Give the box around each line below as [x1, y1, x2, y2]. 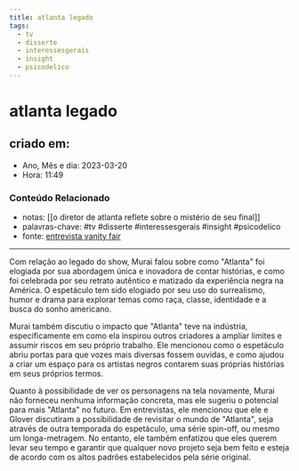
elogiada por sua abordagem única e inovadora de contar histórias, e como [9, 266, 285, 277]
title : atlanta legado [9, 12, 93, 22]
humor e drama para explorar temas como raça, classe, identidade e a [9, 295, 267, 305]
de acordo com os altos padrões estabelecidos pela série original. [9, 451, 251, 463]
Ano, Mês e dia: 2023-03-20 [21, 159, 127, 170]
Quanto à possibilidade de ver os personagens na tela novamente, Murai [9, 386, 275, 396]
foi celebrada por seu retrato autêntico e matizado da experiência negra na [9, 275, 285, 286]
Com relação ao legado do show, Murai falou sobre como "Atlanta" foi [9, 256, 265, 267]
